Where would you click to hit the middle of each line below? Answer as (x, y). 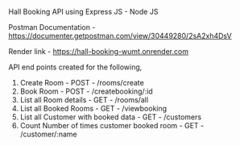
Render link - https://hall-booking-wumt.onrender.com (99, 51)
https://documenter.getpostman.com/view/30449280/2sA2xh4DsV (120, 36)
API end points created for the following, (75, 67)
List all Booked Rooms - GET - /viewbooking (93, 108)
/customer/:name (49, 134)
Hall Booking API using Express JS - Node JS (83, 12)
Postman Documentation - (52, 27)
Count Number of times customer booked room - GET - (112, 125)
